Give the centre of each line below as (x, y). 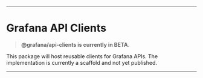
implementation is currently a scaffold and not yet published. (82, 62)
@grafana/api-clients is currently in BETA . (75, 44)
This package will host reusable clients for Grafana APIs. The (82, 56)
